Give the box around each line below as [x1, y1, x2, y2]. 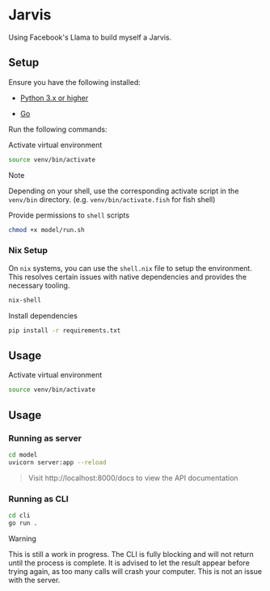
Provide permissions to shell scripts [8, 210, 130, 220]
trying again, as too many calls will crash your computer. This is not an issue [8, 566, 263, 576]
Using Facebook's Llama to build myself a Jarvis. [8, 32, 172, 42]
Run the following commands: [8, 124, 108, 134]
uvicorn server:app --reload [8, 458, 107, 466]
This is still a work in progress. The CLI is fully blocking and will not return [8, 549, 255, 559]
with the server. [8, 575, 61, 585]
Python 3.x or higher [19, 93, 89, 103]
